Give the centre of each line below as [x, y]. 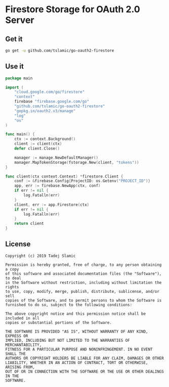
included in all [22, 318]
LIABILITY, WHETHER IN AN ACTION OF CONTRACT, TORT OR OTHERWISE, [77, 363]
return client [29, 224]
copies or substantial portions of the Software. [59, 322]
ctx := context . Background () [45, 139]
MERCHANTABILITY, [24, 345]
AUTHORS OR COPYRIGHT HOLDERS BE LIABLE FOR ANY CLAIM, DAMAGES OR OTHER [85, 358]
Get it [14, 39]
